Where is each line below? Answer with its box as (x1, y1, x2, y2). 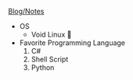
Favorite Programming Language (19, 38, 126, 47)
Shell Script (31, 54, 69, 64)
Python (31, 63, 55, 72)
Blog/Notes (8, 7, 45, 16)
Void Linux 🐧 (31, 30, 72, 39)
